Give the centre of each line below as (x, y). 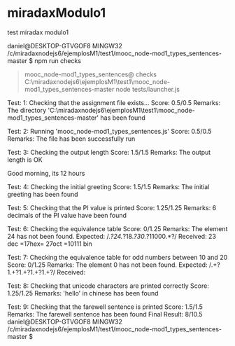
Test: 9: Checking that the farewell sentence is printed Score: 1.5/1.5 (105, 307)
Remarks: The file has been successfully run (71, 139)
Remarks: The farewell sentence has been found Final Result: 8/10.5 (105, 314)
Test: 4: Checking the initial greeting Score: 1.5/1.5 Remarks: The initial (108, 186)
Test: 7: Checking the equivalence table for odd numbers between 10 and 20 (117, 257)
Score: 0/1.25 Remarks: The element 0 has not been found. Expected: (107, 265)
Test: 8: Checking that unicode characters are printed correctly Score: (108, 286)
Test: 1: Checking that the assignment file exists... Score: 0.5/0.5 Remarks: (114, 102)
